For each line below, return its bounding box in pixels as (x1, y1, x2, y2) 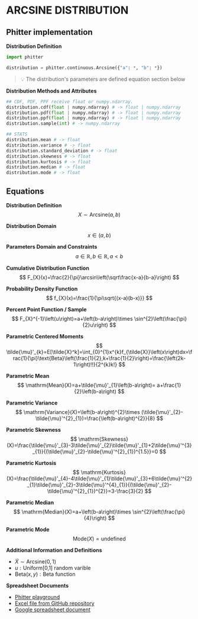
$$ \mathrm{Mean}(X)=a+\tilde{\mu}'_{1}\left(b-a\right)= (17, 382, 156, 389)
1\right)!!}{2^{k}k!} (73, 361, 118, 368)
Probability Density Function (6, 285, 78, 292)
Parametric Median (6, 499, 54, 506)
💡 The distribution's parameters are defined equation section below (20, 75, 186, 83)
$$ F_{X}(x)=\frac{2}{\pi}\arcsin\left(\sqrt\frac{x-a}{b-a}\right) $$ (19, 273, 180, 281)
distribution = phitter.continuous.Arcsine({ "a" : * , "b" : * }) (6, 64, 163, 71)
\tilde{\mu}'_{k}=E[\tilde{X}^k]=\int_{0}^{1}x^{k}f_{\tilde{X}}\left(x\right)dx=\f (6, 348, 193, 355)
